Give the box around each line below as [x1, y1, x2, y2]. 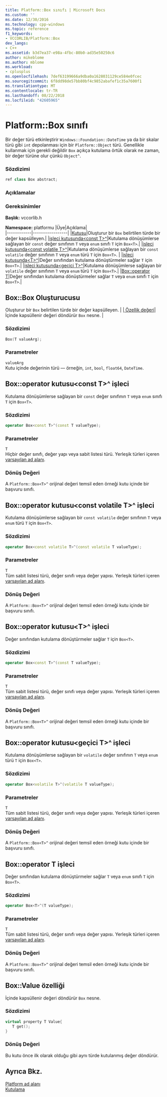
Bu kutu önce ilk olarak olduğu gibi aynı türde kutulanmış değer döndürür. [5, 1052, 159, 1058]
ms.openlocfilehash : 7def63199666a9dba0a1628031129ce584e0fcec [5, 74, 142, 79]
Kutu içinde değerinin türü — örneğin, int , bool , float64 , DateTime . [5, 364, 144, 371]
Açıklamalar [5, 189, 36, 197]
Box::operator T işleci [5, 860, 75, 868]
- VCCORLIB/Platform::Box [5, 36, 60, 41]
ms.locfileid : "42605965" [5, 97, 60, 103]
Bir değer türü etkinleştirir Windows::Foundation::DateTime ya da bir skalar [5, 136, 159, 143]
